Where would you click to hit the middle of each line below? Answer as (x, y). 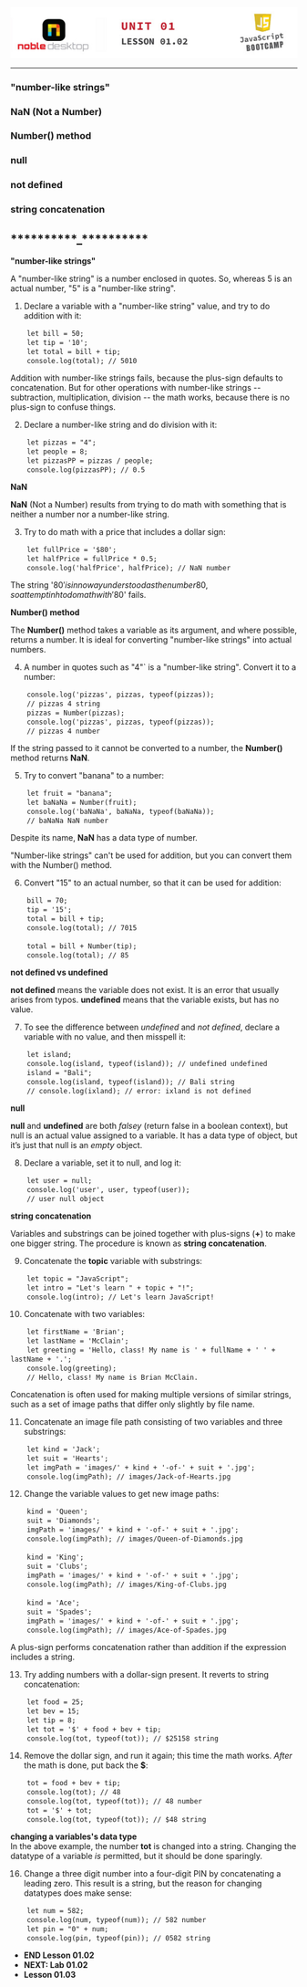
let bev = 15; (53, 1711)
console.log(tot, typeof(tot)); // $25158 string (123, 1739)
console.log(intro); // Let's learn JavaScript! (121, 1297)
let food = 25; (56, 1702)
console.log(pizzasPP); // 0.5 (86, 470)
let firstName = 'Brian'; (76, 1332)
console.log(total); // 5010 (82, 361)
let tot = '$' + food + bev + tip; (94, 1730)
